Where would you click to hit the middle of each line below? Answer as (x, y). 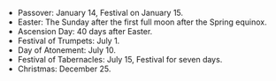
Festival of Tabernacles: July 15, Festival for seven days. (120, 59)
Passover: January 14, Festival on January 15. (100, 13)
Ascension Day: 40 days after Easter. (85, 31)
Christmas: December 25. (64, 69)
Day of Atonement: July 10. (67, 50)
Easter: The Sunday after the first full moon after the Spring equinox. (142, 22)
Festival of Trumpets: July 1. (69, 40)
